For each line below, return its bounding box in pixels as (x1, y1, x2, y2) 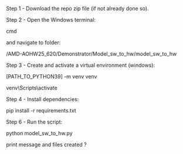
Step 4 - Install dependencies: (6, 96, 79, 102)
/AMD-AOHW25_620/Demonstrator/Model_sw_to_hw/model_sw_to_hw (6, 50, 177, 57)
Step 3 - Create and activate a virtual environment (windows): (6, 61, 155, 69)
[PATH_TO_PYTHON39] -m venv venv (6, 73, 97, 80)
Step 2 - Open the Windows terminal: (6, 16, 96, 23)
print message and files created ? (6, 141, 87, 148)
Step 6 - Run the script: (6, 118, 63, 125)
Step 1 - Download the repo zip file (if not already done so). (6, 5, 149, 12)
